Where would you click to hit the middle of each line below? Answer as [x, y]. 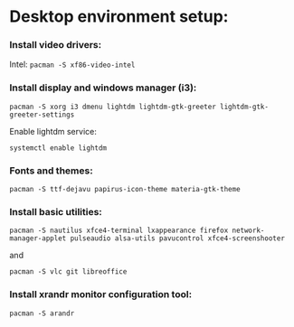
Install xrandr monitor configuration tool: [101, 294]
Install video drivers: [56, 45]
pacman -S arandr [42, 313]
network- [248, 231]
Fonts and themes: [51, 171]
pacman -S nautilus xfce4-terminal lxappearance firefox [119, 231]
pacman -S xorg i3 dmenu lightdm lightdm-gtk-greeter [113, 107]
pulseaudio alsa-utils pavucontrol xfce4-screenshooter [177, 238]
